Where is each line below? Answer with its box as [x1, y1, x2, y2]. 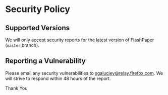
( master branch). [5, 42, 39, 48]
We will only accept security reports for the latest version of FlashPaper [5, 37, 154, 43]
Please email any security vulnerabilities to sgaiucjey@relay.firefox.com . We [5, 70, 163, 76]
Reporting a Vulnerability [5, 57, 86, 65]
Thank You [5, 85, 28, 91]
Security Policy [5, 4, 71, 15]
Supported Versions [5, 24, 70, 32]
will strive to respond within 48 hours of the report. [5, 75, 111, 81]
